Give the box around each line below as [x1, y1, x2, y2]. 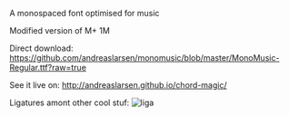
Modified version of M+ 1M [9, 25, 111, 35]
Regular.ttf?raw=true [9, 63, 86, 73]
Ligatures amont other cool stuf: [9, 97, 130, 108]
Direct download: [9, 43, 75, 54]
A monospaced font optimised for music [9, 8, 160, 18]
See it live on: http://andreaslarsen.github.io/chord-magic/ [9, 80, 227, 90]
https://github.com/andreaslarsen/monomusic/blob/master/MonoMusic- [9, 53, 280, 63]
